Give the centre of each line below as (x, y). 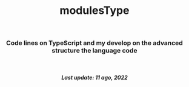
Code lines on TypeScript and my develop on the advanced (94, 43)
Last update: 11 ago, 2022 (94, 77)
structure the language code (94, 50)
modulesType (94, 11)
